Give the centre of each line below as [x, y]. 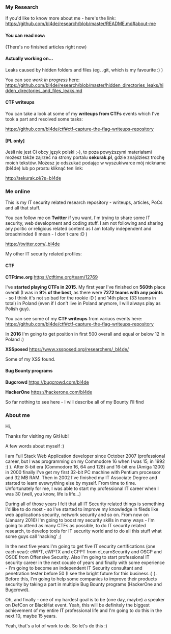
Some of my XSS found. [30, 359]
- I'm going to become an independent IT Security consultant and [74, 568]
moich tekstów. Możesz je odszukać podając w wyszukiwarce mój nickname [85, 163]
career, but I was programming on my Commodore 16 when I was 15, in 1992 [85, 461]
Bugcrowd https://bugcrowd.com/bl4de [47, 382]
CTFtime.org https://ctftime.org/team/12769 [52, 277]
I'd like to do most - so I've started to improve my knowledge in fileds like [82, 509]
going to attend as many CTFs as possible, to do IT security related [76, 526]
